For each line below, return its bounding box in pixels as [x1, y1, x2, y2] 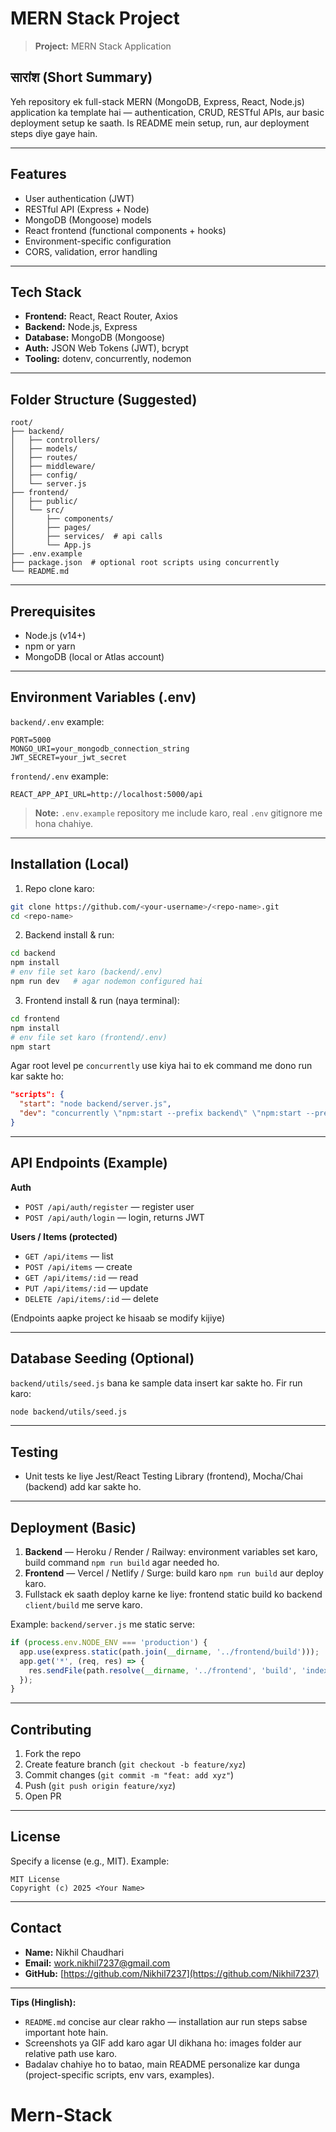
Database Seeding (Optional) [10, 1350, 195, 1367]
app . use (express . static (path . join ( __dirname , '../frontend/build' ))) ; [19, 1647, 320, 1657]
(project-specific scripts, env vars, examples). [24, 2068, 215, 2081]
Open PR [24, 1790, 62, 1802]
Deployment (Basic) [10, 1519, 137, 1536]
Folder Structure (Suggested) [10, 391, 198, 408]
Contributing [10, 1721, 92, 1738]
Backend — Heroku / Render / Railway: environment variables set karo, [24, 1546, 318, 1557]
